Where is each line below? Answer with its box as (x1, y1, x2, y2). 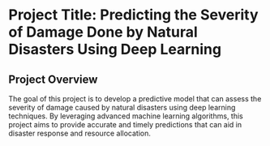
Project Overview (8, 72, 98, 86)
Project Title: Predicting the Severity (8, 6, 259, 24)
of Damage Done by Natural (8, 23, 199, 41)
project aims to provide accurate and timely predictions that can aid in (8, 120, 242, 129)
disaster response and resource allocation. (8, 128, 152, 138)
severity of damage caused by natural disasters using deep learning (8, 103, 236, 112)
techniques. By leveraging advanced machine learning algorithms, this (8, 111, 243, 121)
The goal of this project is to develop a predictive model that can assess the (8, 94, 262, 103)
